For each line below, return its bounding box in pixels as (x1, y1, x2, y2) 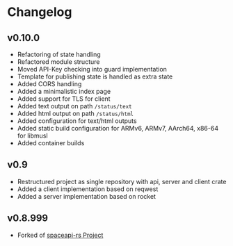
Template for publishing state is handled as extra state (17, 72, 173, 81)
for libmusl (17, 131, 48, 140)
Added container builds (17, 139, 85, 147)
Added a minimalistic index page (17, 88, 111, 95)
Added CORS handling (17, 80, 82, 88)
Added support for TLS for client (17, 95, 111, 103)
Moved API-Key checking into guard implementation (17, 65, 167, 73)
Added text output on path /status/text (17, 102, 132, 110)
